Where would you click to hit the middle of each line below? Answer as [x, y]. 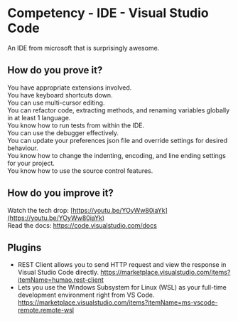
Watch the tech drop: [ [40, 210]
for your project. [31, 163]
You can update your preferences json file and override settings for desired [118, 140]
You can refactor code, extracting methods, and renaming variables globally [119, 110]
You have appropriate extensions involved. [70, 88]
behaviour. [23, 148]
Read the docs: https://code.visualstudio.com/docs [82, 225]
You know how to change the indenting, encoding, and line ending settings [117, 155]
